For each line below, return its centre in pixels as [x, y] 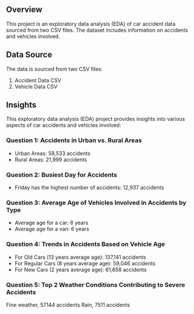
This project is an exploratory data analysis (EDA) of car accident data [91, 23]
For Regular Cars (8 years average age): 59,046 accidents [85, 263]
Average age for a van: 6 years [52, 229]
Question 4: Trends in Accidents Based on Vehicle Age [86, 244]
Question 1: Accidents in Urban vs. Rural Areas [74, 140]
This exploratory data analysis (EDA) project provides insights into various [96, 119]
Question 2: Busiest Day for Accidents [62, 174]
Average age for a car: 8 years [51, 223]
